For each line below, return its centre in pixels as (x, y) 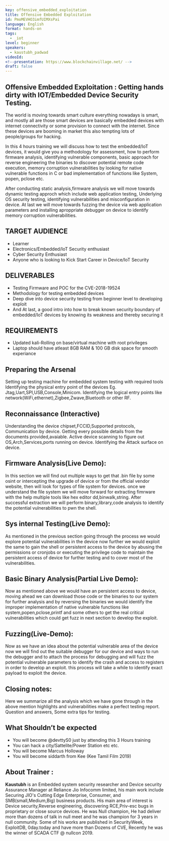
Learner (21, 243)
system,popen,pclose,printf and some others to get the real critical (74, 613)
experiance (24, 354)
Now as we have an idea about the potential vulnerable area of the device (82, 646)
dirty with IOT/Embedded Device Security (72, 95)
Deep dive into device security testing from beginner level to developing (88, 298)
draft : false (19, 66)
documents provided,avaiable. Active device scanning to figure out (75, 437)
